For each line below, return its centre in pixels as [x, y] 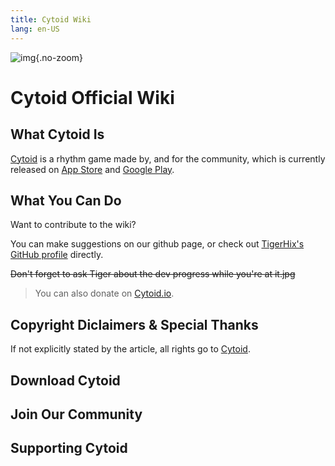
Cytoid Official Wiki [92, 97]
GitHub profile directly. [57, 255]
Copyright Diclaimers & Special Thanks [134, 324]
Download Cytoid [65, 380]
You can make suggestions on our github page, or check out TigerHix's [157, 244]
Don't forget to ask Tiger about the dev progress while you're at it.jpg [153, 274]
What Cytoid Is [57, 134]
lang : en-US [35, 29]
